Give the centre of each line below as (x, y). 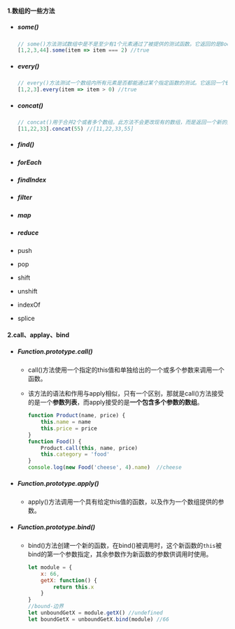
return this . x (73, 587)
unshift (27, 291)
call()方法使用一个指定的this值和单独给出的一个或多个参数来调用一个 (126, 370)
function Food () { (55, 441)
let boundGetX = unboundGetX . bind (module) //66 (98, 619)
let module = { (50, 567)
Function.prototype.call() (55, 351)
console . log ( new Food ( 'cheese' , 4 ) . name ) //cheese (105, 468)
